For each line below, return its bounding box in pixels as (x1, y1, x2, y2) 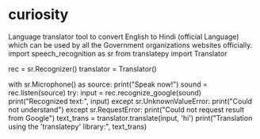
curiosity (8, 6, 69, 24)
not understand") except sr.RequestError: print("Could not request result (8, 105, 244, 114)
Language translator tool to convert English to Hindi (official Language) (8, 32, 239, 41)
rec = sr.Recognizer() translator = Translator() (8, 64, 157, 73)
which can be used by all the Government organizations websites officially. (8, 40, 253, 49)
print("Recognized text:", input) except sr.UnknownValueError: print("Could (8, 96, 252, 106)
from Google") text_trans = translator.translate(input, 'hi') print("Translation (8, 113, 253, 122)
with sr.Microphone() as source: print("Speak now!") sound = (8, 79, 208, 89)
